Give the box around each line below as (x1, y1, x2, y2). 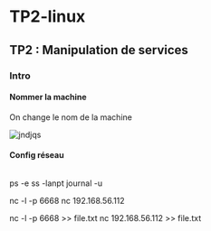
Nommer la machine (9, 92, 88, 103)
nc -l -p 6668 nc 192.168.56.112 (9, 195, 125, 206)
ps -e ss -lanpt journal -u (9, 178, 102, 189)
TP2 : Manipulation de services (9, 42, 188, 58)
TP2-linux (9, 6, 86, 27)
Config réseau (9, 150, 65, 161)
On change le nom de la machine (9, 111, 133, 123)
